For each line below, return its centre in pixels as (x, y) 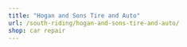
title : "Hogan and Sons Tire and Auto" (74, 16)
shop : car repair (37, 30)
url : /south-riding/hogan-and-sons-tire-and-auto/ (94, 23)
